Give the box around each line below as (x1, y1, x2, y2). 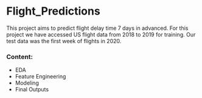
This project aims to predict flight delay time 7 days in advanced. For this (6, 24, 189, 32)
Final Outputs (15, 86, 49, 93)
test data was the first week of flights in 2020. (6, 37, 122, 44)
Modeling (15, 79, 40, 86)
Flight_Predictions (6, 4, 100, 18)
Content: (6, 52, 33, 61)
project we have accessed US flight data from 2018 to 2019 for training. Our (6, 30, 196, 38)
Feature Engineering (15, 73, 66, 80)
